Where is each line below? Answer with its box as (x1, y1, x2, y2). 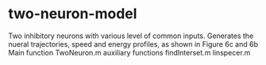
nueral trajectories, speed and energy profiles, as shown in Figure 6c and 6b (8, 39, 258, 48)
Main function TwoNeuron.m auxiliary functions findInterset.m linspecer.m (8, 48, 251, 57)
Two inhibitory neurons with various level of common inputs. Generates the (8, 31, 254, 40)
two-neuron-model (8, 5, 137, 23)
